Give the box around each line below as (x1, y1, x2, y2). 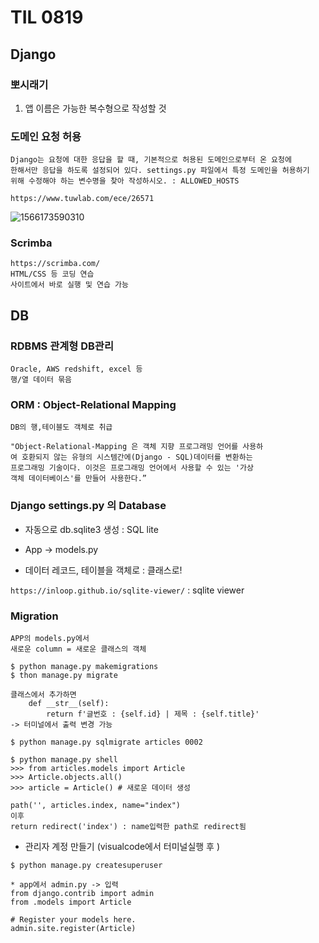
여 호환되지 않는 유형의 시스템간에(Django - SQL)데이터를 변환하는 (10, 452, 253, 463)
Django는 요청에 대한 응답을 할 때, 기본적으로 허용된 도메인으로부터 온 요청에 (10, 155, 292, 165)
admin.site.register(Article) (10, 924, 137, 934)
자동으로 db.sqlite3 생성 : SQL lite (24, 523, 159, 535)
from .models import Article (10, 897, 132, 908)
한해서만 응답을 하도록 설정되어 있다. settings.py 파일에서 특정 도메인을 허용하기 (10, 166, 310, 176)
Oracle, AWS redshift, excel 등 (10, 364, 143, 375)
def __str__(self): (28, 699, 110, 709)
